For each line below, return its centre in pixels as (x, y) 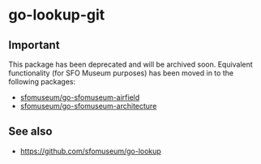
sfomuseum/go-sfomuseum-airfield (80, 97)
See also (30, 132)
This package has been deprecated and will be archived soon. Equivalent (130, 64)
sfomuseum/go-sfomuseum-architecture (88, 106)
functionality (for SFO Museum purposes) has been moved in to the (121, 73)
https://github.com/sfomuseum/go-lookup (91, 151)
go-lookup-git (57, 15)
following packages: (42, 82)
